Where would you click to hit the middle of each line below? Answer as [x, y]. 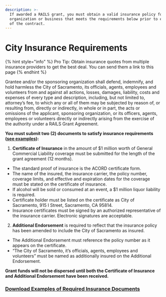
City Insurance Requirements [66, 48]
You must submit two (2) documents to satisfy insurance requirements [79, 134]
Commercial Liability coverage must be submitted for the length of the [83, 153]
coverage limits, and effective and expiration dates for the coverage [81, 179]
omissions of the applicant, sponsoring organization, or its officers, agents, [81, 113]
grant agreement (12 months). [42, 159]
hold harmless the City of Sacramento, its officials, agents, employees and [81, 87]
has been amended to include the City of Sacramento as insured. [78, 231]
